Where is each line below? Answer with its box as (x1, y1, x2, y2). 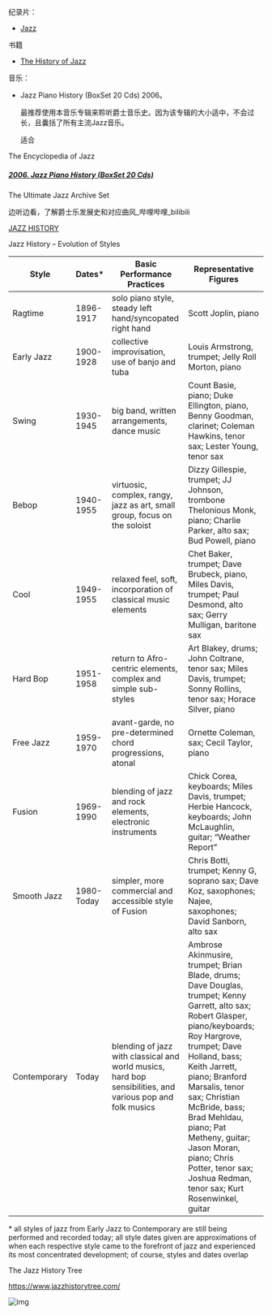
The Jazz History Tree (8, 1265, 83, 1275)
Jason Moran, (187, 1142, 240, 1153)
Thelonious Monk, (187, 504, 257, 516)
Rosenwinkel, (187, 1192, 239, 1204)
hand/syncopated (112, 312, 180, 323)
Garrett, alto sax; (187, 1000, 251, 1011)
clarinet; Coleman (187, 420, 255, 431)
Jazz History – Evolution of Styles (8, 239, 121, 249)
